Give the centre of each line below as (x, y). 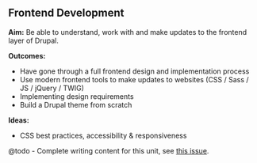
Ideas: (19, 120)
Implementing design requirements (77, 96)
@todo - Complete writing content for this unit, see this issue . (109, 150)
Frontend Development (66, 13)
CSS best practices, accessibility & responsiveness (103, 135)
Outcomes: (27, 55)
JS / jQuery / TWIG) (52, 88)
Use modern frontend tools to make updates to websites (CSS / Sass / (134, 79)
